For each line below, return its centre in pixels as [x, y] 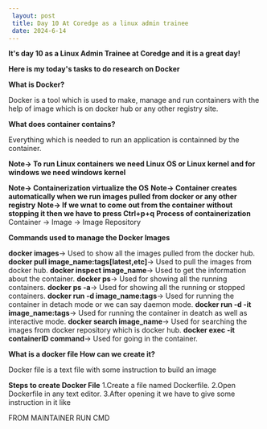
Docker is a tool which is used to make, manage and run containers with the [134, 100]
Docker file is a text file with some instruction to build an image [113, 370]
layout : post [34, 16]
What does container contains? [62, 125]
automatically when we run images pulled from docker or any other [123, 197]
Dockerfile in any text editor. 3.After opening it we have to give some [122, 394]
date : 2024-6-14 [39, 31]
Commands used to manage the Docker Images [89, 238]
